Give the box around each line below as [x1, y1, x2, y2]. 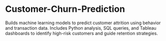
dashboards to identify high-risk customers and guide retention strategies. [5, 30, 158, 36]
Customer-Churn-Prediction [5, 3, 126, 15]
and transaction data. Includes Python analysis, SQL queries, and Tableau [5, 25, 157, 31]
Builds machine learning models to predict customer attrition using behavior [5, 20, 161, 26]
